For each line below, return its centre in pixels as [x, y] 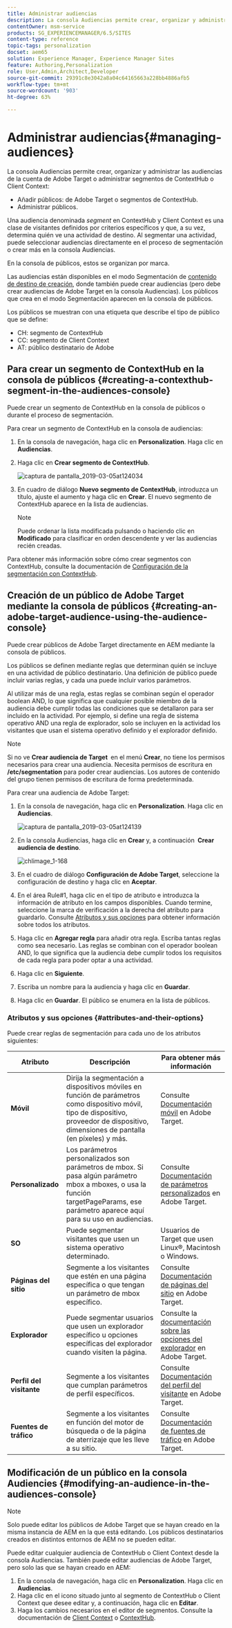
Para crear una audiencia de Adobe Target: [68, 793]
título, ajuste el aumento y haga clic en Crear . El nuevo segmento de [114, 496]
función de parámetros [103, 1095]
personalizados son [98, 1158]
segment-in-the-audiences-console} [89, 391]
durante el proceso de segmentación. [60, 415]
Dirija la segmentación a [105, 1078]
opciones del [181, 1339]
